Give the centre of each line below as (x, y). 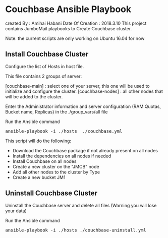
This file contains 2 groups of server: (44, 76)
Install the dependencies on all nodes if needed (62, 156)
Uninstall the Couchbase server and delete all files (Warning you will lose (81, 205)
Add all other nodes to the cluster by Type (56, 172)
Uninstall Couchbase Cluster (51, 193)
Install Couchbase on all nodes (44, 161)
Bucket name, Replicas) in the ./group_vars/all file (57, 111)
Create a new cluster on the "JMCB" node (56, 166)
